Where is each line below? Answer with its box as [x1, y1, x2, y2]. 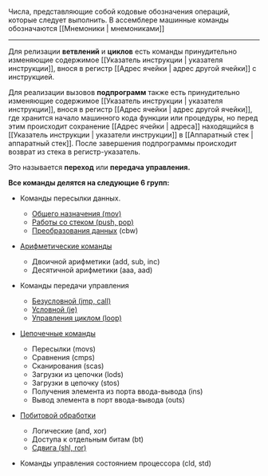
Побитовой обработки [19, 411, 96, 420]
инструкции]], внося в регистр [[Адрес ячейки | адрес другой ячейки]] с [8, 64, 257, 73]
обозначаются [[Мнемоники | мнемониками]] [8, 24, 165, 33]
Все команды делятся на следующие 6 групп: [8, 178, 170, 187]
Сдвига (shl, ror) [31, 443, 87, 452]
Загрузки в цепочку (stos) [31, 379, 120, 387]
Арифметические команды [19, 241, 112, 251]
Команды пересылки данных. [19, 193, 121, 203]
